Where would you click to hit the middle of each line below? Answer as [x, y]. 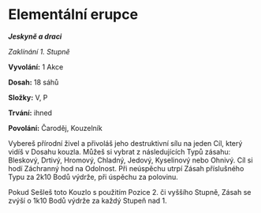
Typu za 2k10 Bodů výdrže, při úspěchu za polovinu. [93, 177]
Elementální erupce [73, 15]
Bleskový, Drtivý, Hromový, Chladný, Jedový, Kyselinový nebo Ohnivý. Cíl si [131, 160]
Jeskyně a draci [35, 36]
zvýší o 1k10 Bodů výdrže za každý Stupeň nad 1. [88, 200]
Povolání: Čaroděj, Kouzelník [55, 128]
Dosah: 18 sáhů [34, 82]
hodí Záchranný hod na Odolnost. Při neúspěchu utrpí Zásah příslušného [126, 168]
